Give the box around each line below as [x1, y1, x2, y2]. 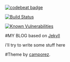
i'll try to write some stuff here [5, 42, 66, 48]
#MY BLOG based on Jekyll [5, 33, 60, 38]
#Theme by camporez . [5, 51, 51, 57]
